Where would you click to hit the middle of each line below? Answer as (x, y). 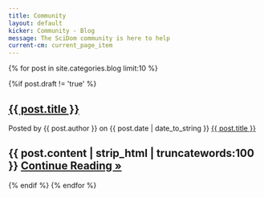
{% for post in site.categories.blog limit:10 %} (83, 68)
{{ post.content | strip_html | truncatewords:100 (131, 153)
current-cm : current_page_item (61, 46)
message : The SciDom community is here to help (89, 38)
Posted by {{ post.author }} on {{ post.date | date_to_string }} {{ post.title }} (132, 128)
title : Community (37, 16)
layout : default (35, 23)
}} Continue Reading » (65, 166)
